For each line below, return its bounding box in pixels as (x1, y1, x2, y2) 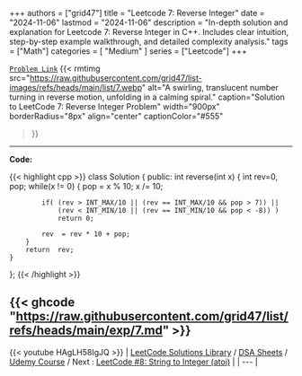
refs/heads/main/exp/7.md (9, 323, 164, 338)
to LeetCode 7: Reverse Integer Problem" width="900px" (9, 101, 220, 111)
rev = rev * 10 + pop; (41, 230, 130, 239)
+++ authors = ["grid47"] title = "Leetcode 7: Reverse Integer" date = (9, 8, 265, 18)
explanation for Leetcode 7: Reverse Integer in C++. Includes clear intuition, (9, 27, 289, 37)
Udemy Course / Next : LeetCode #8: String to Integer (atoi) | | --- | (9, 356, 258, 367)
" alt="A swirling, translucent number (141, 83, 279, 92)
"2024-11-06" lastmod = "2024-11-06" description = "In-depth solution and (9, 17, 289, 28)
